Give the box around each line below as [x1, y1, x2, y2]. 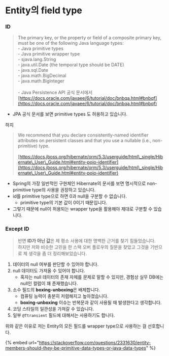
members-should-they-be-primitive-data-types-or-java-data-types [5, 345, 146, 351]
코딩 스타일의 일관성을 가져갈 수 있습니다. [12, 306, 94, 312]
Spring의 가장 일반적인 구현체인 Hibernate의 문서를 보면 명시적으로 [12, 180, 146, 186]
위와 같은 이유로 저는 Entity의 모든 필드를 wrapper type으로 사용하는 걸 [5, 323, 147, 329]
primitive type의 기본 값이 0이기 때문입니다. [20, 200, 108, 206]
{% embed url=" [5, 339, 40, 345]
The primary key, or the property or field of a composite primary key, [17, 35, 161, 41]
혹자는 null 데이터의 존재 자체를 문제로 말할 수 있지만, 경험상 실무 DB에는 [20, 273, 164, 280]
